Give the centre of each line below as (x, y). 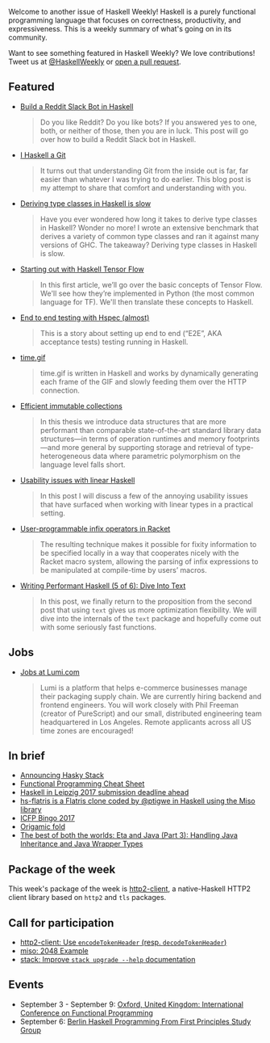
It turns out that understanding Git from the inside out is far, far (144, 170)
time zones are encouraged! (87, 730)
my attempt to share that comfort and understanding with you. (143, 187)
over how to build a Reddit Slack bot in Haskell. (118, 139)
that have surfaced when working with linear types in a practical (147, 504)
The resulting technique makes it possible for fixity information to (148, 544)
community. (28, 37)
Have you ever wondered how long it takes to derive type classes (149, 219)
